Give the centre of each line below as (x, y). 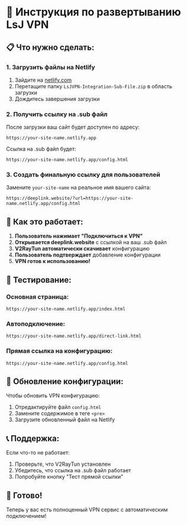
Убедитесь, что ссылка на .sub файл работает (73, 470)
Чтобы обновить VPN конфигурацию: (53, 396)
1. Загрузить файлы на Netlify (51, 67)
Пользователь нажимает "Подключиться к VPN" (79, 236)
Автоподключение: (36, 324)
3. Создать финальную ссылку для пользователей (83, 175)
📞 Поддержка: (33, 438)
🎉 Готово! (24, 495)
